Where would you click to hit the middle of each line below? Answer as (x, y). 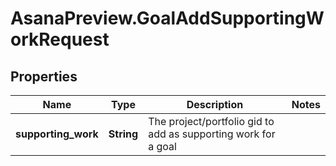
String (123, 134)
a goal (162, 146)
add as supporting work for (212, 134)
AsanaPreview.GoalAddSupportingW (167, 18)
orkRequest (60, 39)
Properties (44, 76)
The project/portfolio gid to (211, 121)
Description (215, 104)
